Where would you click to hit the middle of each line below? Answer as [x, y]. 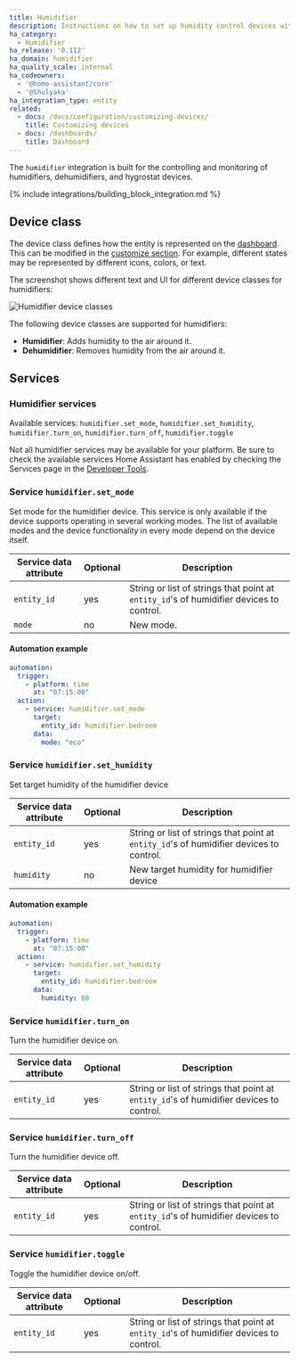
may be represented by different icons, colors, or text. [108, 262]
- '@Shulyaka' [43, 92]
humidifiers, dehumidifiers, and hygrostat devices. [101, 176]
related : [25, 109]
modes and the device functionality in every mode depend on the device [142, 530]
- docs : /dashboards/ [57, 134]
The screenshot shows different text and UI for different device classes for [146, 279]
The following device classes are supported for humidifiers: [118, 324]
